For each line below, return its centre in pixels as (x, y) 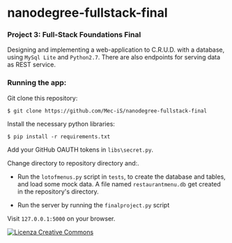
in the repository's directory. (58, 191)
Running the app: (37, 83)
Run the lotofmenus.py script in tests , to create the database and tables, (122, 177)
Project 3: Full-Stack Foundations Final (74, 35)
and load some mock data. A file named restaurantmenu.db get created (119, 184)
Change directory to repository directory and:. (73, 163)
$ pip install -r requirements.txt (59, 137)
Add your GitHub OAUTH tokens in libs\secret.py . (80, 149)
